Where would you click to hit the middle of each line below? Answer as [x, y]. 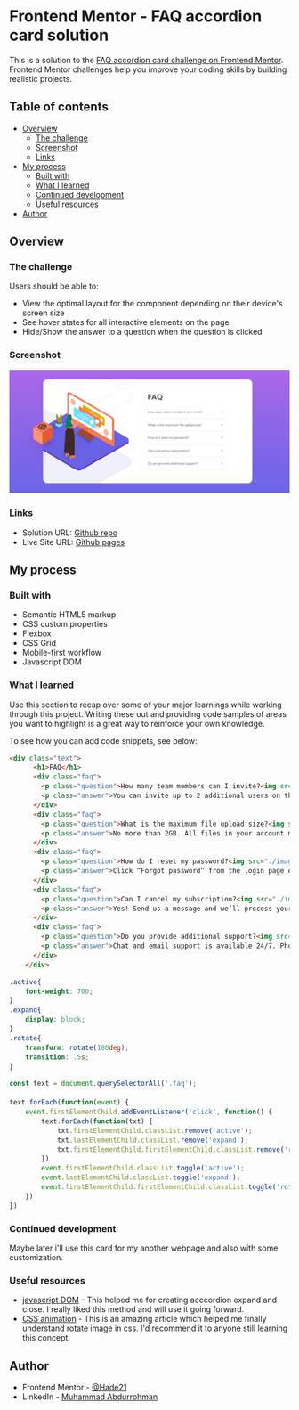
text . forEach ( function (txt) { [97, 1121]
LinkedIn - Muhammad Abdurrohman [90, 1397]
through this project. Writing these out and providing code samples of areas [148, 713]
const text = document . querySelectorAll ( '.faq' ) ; [103, 1084]
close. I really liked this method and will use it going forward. [133, 1309]
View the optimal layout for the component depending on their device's [152, 304]
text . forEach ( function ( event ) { [69, 1103]
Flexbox [36, 633]
